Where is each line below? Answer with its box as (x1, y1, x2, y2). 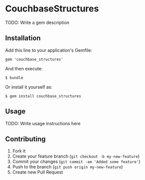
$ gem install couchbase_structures (5, 93, 81, 99)
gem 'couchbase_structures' (5, 57, 64, 62)
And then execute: (5, 65, 43, 71)
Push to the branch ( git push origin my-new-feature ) (12, 164, 123, 170)
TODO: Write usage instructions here (5, 120, 81, 126)
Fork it (12, 148, 26, 154)
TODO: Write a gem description (5, 19, 70, 25)
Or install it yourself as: (5, 84, 52, 90)
